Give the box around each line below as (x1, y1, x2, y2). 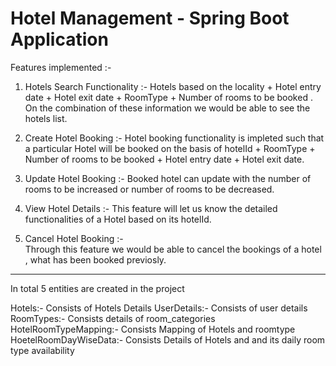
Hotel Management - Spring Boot (10, 7, 290, 30)
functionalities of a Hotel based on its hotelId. (24, 213, 212, 225)
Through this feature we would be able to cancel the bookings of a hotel (24, 243, 322, 255)
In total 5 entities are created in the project (10, 282, 185, 294)
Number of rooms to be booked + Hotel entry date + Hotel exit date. (24, 153, 305, 165)
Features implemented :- (10, 61, 112, 73)
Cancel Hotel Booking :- (24, 232, 124, 244)
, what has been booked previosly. (24, 253, 167, 266)
